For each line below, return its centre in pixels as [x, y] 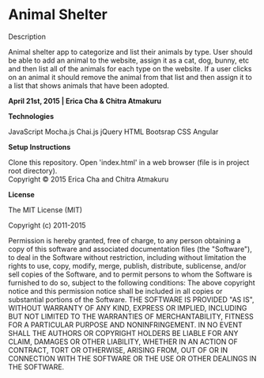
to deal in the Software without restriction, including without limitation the [127, 257]
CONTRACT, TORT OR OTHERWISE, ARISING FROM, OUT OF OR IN [118, 349]
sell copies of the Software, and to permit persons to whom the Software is [130, 274]
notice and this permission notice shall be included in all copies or [115, 291]
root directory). [33, 170]
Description [27, 36]
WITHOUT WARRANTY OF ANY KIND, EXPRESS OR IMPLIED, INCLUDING [128, 307]
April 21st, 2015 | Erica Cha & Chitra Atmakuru [85, 101]
